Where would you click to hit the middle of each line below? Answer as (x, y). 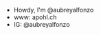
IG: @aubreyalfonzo (42, 24)
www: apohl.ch (35, 17)
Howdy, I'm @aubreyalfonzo (54, 10)
